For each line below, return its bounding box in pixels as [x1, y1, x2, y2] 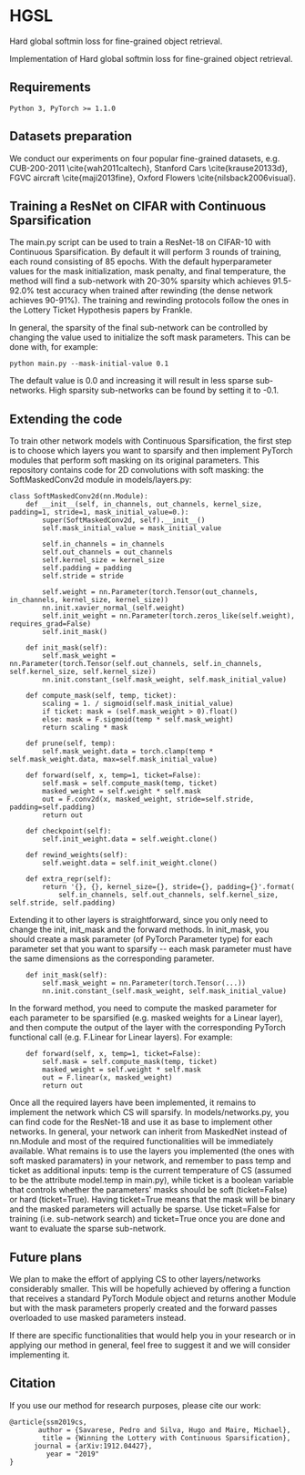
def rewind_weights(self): [25, 851, 128, 860]
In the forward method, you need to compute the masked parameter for [9, 1003, 278, 1014]
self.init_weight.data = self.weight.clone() [42, 835, 219, 844]
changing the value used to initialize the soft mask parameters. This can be [9, 332, 291, 343]
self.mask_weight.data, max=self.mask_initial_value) [9, 755, 219, 764]
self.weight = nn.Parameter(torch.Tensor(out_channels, [42, 588, 259, 597]
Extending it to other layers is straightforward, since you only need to [9, 915, 269, 926]
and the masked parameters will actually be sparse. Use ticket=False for [9, 1204, 280, 1214]
